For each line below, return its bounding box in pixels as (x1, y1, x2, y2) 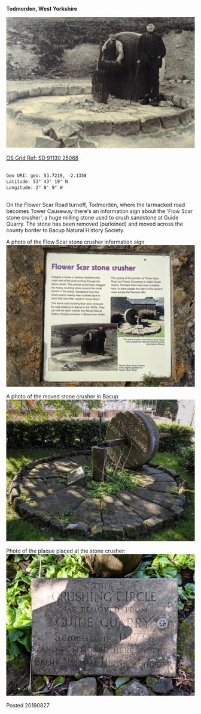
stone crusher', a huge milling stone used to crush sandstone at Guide (6, 214, 179, 221)
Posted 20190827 (6, 701, 50, 709)
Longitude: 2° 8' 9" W (6, 184, 63, 191)
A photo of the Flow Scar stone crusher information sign (6, 238, 145, 245)
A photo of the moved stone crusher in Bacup (6, 392, 118, 400)
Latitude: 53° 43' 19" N (6, 178, 68, 185)
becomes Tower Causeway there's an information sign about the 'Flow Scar (6, 207, 193, 215)
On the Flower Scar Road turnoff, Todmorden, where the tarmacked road (6, 201, 185, 208)
